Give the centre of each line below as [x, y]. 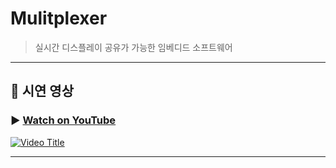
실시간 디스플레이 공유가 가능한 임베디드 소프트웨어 [133, 47]
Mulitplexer [59, 18]
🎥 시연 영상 [42, 91]
